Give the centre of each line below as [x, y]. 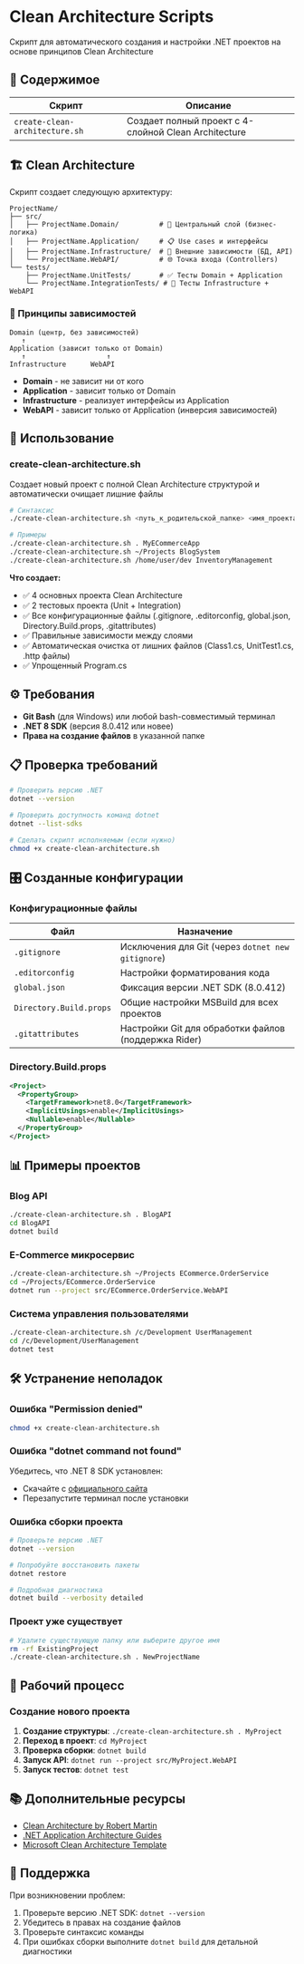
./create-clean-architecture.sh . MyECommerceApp [105, 544]
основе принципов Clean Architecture [81, 51]
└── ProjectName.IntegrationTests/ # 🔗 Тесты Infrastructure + [147, 283]
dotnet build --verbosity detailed [76, 1598]
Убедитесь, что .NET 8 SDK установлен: [86, 1471]
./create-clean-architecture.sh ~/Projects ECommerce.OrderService [139, 1274]
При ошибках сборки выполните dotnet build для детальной [140, 1941]
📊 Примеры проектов [75, 1166]
